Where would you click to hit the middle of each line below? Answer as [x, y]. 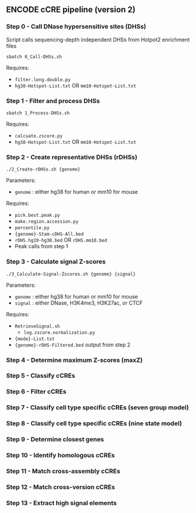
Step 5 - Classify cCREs [41, 376]
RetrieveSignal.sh [37, 326]
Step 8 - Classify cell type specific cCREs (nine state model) [94, 424]
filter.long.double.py [43, 79]
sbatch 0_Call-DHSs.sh [34, 57]
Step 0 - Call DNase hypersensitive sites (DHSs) [76, 27]
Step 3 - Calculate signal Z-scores [56, 262]
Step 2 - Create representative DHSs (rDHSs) [72, 157]
